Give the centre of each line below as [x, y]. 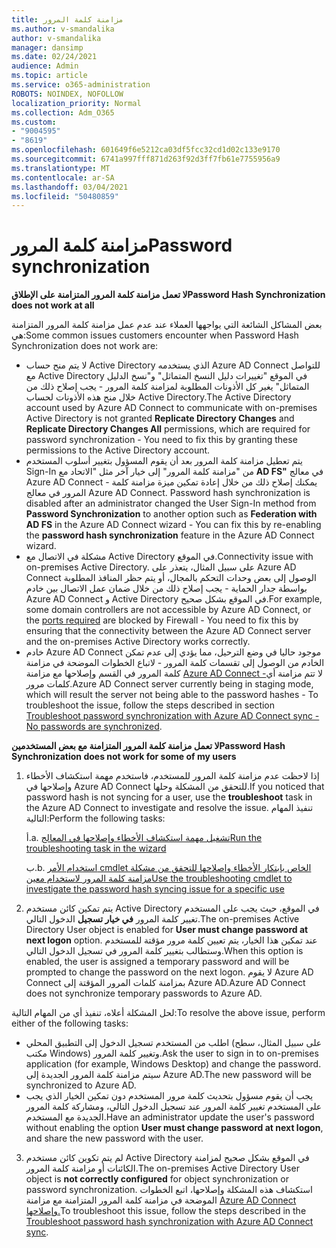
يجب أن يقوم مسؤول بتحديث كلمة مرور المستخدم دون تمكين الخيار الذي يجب [169, 1096]
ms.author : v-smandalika [63, 29]
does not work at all [53, 305]
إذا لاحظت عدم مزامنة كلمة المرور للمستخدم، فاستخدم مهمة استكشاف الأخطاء [172, 776]
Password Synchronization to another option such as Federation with [171, 514]
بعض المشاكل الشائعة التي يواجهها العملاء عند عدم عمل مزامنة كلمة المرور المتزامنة [167, 325]
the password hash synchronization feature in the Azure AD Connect [170, 535]
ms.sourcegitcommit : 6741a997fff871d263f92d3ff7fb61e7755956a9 [146, 159]
